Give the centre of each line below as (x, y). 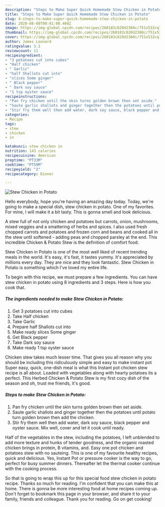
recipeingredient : (24, 55)
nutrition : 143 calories (30, 151)
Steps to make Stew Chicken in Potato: (45, 394)
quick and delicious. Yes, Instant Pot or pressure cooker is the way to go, (79, 458)
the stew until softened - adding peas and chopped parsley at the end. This (81, 237)
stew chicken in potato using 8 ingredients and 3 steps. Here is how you (78, 282)
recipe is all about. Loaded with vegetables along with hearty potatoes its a (81, 373)
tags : (11, 124)
